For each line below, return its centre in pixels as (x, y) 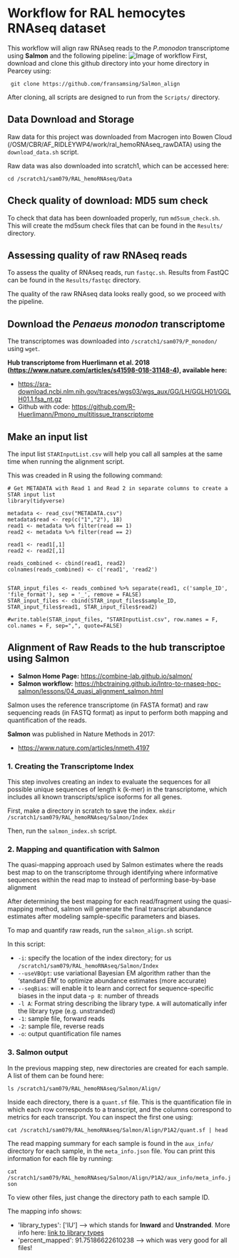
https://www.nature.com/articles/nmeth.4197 (83, 748)
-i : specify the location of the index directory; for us (95, 958)
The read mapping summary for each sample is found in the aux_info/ (111, 1143)
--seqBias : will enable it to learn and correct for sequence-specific (116, 988)
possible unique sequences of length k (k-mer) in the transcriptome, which (117, 789)
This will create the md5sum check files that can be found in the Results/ (115, 225)
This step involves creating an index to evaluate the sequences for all (109, 782)
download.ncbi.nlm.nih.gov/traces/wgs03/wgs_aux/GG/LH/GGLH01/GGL (124, 392)
